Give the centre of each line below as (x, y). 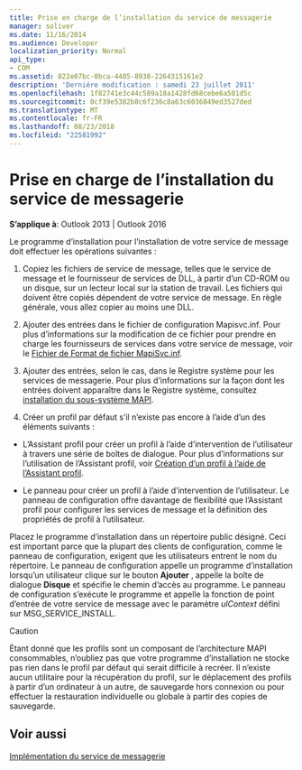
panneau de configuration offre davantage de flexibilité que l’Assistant (152, 500)
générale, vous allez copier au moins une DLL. (108, 307)
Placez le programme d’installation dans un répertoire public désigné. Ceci (148, 536)
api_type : (28, 60)
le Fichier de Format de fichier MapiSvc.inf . (102, 353)
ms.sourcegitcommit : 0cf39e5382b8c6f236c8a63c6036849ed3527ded (131, 102)
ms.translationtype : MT (54, 110)
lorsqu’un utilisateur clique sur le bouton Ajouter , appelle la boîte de (137, 575)
